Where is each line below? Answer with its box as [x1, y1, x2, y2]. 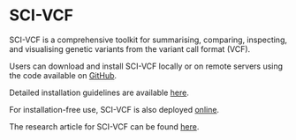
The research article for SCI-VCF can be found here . [9, 121, 200, 132]
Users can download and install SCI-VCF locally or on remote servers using [9, 61, 284, 71]
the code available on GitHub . [9, 70, 118, 80]
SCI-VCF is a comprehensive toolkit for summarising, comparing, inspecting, [9, 34, 287, 45]
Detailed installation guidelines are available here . [9, 87, 190, 98]
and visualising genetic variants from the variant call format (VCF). [9, 43, 251, 54]
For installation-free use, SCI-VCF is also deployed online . [9, 104, 219, 114]
